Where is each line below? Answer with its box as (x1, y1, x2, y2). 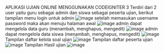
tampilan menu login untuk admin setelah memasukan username (5, 15, 158, 21)
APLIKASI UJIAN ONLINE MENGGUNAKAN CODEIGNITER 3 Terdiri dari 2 (5, 5, 157, 10)
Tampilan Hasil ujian (24, 42, 66, 47)
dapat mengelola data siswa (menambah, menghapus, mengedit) (5, 31, 140, 37)
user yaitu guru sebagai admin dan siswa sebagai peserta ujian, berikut (5, 10, 153, 16)
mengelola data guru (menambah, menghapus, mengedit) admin (5, 26, 158, 32)
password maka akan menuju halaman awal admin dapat (5, 20, 142, 26)
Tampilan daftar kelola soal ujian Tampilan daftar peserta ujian (5, 36, 153, 42)
